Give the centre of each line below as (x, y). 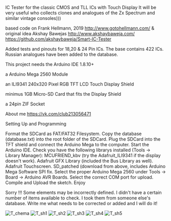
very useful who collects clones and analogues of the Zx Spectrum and (80, 13)
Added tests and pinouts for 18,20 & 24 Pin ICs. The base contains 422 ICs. (84, 49)
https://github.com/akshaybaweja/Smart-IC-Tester (58, 39)
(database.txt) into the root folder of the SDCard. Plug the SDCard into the (83, 139)
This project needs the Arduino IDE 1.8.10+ (50, 64)
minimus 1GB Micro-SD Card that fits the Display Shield (63, 94)
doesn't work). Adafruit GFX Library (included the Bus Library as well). (79, 161)
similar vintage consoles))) (33, 18)
